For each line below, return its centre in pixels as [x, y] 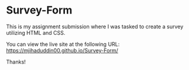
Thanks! [16, 62]
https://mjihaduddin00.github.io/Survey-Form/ [62, 50]
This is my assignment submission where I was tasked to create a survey [95, 26]
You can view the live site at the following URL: [63, 44]
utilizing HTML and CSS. [36, 32]
